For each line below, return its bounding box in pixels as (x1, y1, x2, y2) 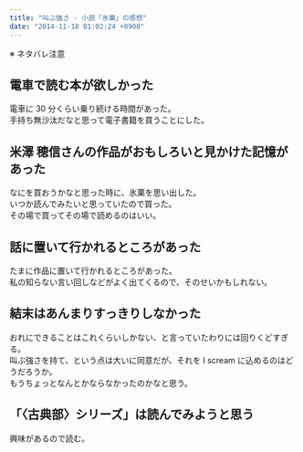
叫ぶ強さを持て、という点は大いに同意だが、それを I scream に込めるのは (9, 354, 286, 365)
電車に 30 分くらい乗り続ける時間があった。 (9, 103, 176, 114)
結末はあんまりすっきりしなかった (9, 306, 202, 321)
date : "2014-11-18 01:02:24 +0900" (9, 22, 145, 31)
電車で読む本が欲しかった (9, 77, 153, 92)
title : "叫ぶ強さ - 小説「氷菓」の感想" (9, 13, 148, 23)
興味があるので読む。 (9, 433, 89, 444)
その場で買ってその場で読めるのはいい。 (9, 210, 162, 221)
